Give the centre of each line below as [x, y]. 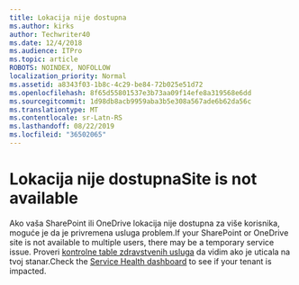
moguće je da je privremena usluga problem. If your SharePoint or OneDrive [149, 232]
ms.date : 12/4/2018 [46, 43]
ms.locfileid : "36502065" [58, 135]
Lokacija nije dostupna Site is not [133, 179]
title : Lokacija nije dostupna [68, 18]
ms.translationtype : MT [54, 110]
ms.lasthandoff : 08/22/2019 [62, 127]
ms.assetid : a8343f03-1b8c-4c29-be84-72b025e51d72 [106, 85]
